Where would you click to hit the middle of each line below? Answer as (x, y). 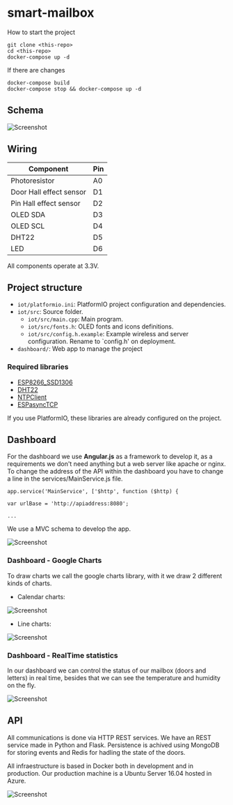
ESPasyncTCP (38, 404)
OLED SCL (28, 226)
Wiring (22, 149)
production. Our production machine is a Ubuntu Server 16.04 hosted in (110, 773)
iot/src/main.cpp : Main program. (75, 319)
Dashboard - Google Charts (55, 561)
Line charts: (34, 624)
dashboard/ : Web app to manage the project (80, 349)
